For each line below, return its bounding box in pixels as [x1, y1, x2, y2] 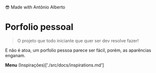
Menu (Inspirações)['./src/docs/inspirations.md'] [5, 62, 104, 68]
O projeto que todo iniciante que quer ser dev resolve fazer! [17, 37, 139, 43]
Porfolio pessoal [5, 22, 74, 33]
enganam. [5, 52, 26, 58]
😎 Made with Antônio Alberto [5, 4, 66, 10]
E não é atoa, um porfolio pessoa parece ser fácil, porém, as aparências [5, 47, 152, 53]
